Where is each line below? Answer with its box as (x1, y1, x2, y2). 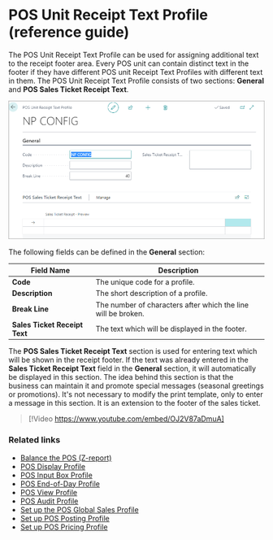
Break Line (11, 304, 49, 314)
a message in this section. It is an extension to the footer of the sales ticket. (8, 398, 262, 408)
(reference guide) (8, 23, 130, 41)
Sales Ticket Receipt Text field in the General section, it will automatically (8, 364, 257, 373)
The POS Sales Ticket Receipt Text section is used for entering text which (8, 346, 258, 356)
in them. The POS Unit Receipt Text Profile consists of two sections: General (8, 76, 265, 85)
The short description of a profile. (95, 289, 208, 298)
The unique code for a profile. (95, 277, 195, 287)
